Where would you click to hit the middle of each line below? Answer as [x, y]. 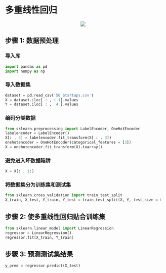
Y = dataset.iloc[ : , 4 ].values [42, 104]
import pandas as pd [26, 67]
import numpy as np [25, 71]
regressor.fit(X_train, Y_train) [40, 237]
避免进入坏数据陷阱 [28, 160]
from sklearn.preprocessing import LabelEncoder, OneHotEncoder [73, 129]
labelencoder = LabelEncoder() [37, 133]
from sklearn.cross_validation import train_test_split [64, 195]
